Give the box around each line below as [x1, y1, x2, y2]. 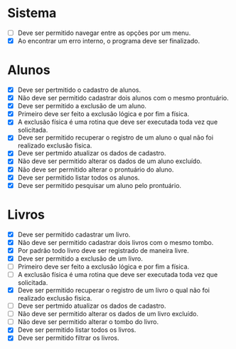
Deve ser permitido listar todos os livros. [17, 325, 136, 334]
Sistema [7, 5, 57, 21]
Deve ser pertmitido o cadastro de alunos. [17, 85, 141, 94]
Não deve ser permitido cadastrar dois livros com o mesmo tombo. [17, 238, 214, 246]
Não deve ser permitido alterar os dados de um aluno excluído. [17, 157, 203, 165]
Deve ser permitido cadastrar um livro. [17, 230, 131, 239]
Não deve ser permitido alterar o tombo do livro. [17, 318, 159, 326]
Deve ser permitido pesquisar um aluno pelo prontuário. [17, 181, 182, 189]
